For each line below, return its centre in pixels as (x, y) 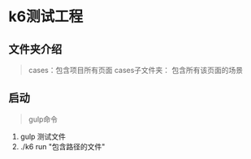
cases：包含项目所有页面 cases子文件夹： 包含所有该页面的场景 (136, 70)
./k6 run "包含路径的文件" (63, 146)
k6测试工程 (46, 17)
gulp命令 (43, 119)
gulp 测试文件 (43, 136)
